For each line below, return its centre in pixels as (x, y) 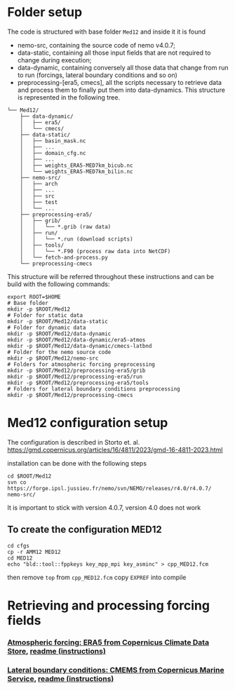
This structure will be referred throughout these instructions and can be (110, 276)
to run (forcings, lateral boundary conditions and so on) (97, 75)
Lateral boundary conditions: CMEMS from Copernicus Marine (116, 670)
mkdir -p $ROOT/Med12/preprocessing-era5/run (75, 377)
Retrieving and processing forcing (109, 606)
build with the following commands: (59, 284)
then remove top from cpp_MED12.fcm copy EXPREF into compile (97, 577)
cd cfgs (19, 546)
